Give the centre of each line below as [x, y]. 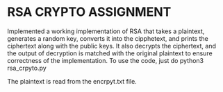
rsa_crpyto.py [27, 68]
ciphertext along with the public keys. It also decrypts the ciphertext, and [112, 46]
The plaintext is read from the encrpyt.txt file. [72, 81]
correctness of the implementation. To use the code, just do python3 [105, 60]
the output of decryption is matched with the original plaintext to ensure [110, 53]
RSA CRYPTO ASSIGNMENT [89, 12]
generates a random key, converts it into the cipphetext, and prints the [108, 38]
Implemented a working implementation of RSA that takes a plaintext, [106, 31]
